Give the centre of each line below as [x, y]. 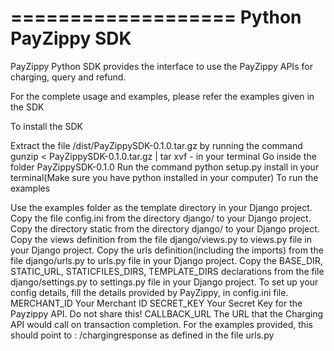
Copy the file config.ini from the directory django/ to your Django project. [161, 218]
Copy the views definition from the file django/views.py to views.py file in [161, 239]
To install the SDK [47, 126]
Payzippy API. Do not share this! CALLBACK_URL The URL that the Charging [167, 313]
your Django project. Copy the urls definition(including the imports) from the [167, 250]
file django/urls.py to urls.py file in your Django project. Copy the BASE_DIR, [166, 260]
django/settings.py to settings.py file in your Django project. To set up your [164, 282]
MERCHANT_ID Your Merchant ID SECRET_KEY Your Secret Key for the [156, 303]
